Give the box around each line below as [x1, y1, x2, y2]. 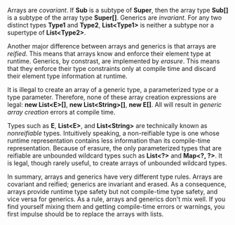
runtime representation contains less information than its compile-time [7, 136, 210, 145]
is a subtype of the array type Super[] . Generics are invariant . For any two [7, 13, 222, 22]
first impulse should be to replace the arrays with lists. [7, 210, 164, 218]
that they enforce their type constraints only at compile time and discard [7, 65, 216, 72]
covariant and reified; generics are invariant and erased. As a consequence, [7, 180, 227, 188]
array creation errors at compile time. [7, 108, 116, 116]
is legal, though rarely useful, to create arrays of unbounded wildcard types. [7, 159, 227, 167]
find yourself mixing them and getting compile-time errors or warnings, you [7, 202, 225, 210]
